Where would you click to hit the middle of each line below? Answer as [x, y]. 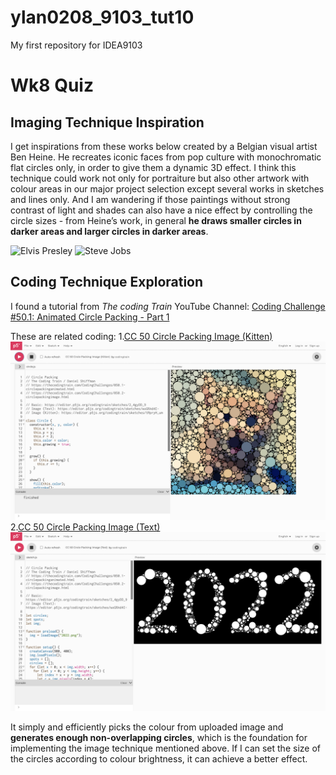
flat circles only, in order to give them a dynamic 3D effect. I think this [153, 167]
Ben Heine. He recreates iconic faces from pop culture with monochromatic [166, 157]
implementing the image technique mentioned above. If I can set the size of [165, 748]
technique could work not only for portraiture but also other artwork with [160, 178]
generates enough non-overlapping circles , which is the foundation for [159, 737]
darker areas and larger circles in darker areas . [109, 231]
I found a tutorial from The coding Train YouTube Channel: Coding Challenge [168, 306]
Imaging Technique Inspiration [107, 122]
